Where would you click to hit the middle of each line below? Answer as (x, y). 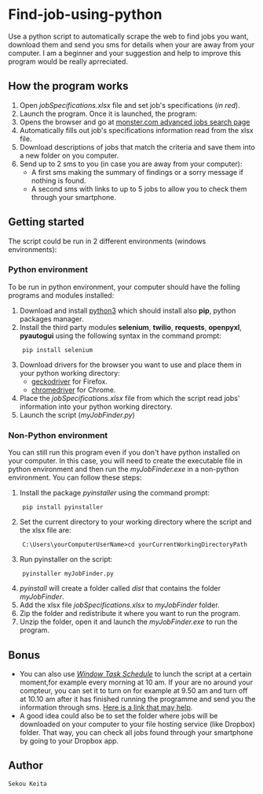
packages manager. (51, 319)
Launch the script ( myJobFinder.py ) (77, 414)
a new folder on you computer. (69, 155)
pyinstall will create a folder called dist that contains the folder (120, 588)
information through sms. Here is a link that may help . (106, 707)
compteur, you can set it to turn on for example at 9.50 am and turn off (133, 690)
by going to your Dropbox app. (69, 740)
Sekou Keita (27, 784)
